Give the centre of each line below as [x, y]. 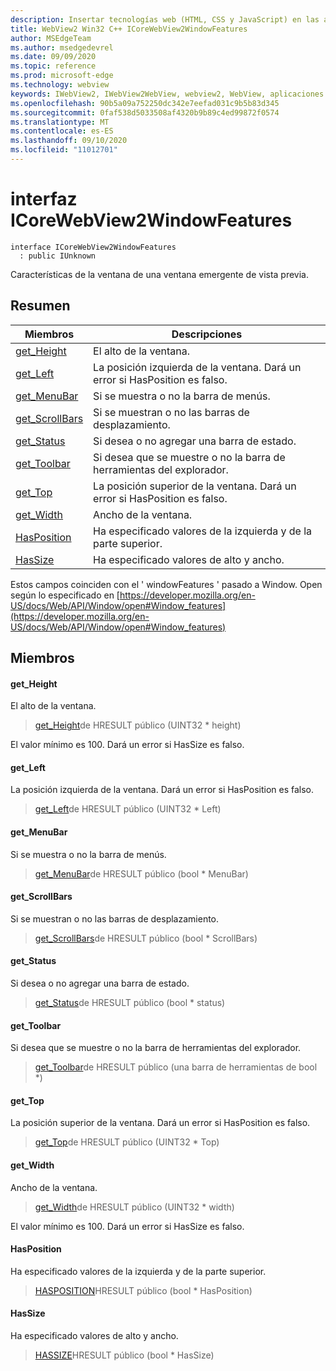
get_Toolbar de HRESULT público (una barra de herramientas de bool [176, 1067]
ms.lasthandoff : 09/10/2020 [69, 141]
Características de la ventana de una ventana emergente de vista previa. [160, 274]
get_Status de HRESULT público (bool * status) [130, 1003]
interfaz [44, 199]
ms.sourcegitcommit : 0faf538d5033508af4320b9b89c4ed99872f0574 [145, 112]
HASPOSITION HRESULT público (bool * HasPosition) [143, 1290]
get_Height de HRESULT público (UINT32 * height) [138, 725]
